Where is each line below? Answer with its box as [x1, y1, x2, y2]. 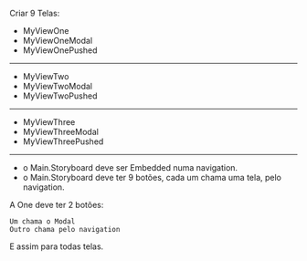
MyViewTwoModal [22, 81, 93, 91]
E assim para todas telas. [9, 241, 104, 252]
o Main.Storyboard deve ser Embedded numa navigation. [22, 162, 238, 172]
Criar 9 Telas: [9, 8, 60, 18]
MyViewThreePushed [22, 136, 104, 147]
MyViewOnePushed [22, 45, 98, 56]
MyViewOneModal [22, 36, 93, 46]
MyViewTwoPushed [22, 90, 98, 101]
